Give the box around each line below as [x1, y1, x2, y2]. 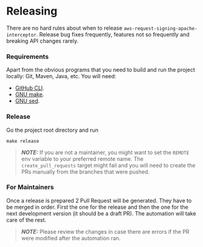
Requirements [6, 52, 49, 61]
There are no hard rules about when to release [6, 24, 123, 32]
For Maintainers [6, 183, 54, 192]
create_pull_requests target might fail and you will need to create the [21, 161, 196, 169]
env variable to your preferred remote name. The [21, 155, 144, 162]
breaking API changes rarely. [6, 37, 79, 44]
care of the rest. [6, 216, 47, 223]
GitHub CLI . [15, 84, 44, 92]
